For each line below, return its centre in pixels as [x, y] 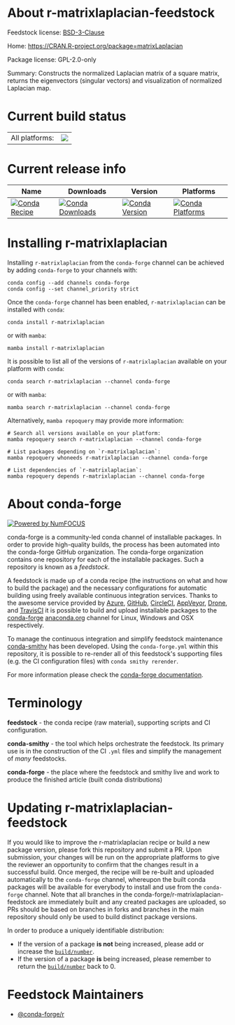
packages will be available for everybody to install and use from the [105, 887]
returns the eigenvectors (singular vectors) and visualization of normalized [115, 80]
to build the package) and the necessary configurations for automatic [107, 588]
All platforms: [33, 138]
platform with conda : [36, 368]
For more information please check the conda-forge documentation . [106, 674]
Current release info [67, 169]
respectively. [26, 625]
